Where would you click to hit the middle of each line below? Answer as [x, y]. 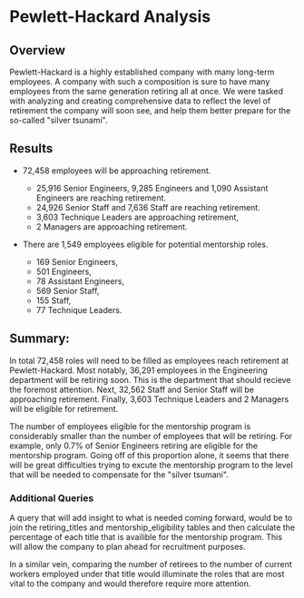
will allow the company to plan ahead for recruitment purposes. [128, 546]
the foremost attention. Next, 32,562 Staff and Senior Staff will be [132, 389]
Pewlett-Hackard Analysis [110, 17]
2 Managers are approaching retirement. [112, 226]
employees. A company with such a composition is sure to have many [140, 82]
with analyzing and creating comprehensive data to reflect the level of [140, 101]
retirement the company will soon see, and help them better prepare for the [150, 110]
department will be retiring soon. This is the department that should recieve [151, 379]
